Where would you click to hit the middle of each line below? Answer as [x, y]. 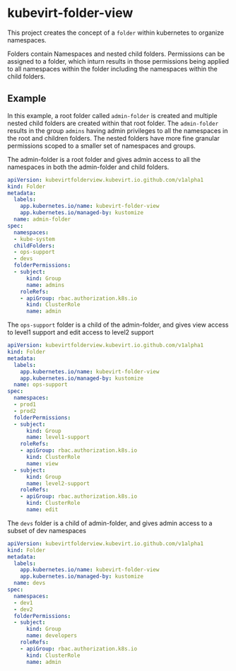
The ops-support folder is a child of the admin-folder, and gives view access [118, 325]
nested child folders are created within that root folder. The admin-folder [113, 123]
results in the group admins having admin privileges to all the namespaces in [118, 130]
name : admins [45, 285]
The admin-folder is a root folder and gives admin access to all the [104, 159]
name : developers [52, 636]
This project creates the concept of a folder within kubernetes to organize [116, 33]
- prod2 [25, 411]
